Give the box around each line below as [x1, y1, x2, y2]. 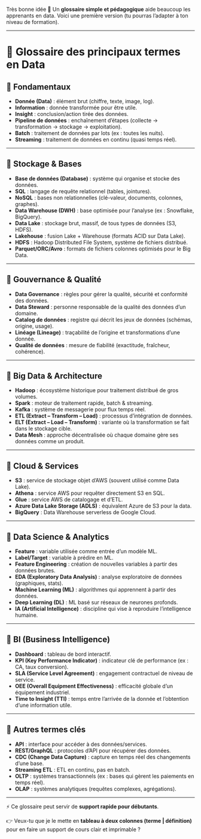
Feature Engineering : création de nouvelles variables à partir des [14, 560, 178, 568]
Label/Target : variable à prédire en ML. [14, 554, 114, 562]
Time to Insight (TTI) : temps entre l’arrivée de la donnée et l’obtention [14, 695, 189, 702]
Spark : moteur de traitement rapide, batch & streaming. [14, 399, 154, 407]
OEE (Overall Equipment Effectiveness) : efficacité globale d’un [14, 682, 173, 689]
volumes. [14, 393, 38, 401]
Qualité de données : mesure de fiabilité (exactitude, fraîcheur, [14, 341, 170, 348]
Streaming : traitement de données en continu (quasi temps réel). [14, 136, 177, 143]
